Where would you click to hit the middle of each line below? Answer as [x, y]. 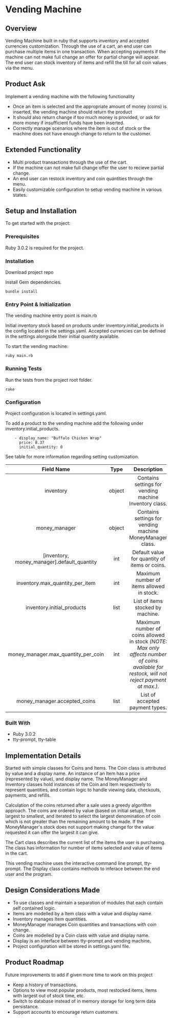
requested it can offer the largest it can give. [52, 833]
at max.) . [148, 686]
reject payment [148, 680]
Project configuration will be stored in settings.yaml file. [71, 946]
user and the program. [29, 874]
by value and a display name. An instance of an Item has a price [73, 774]
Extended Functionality [43, 150]
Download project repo [29, 272]
